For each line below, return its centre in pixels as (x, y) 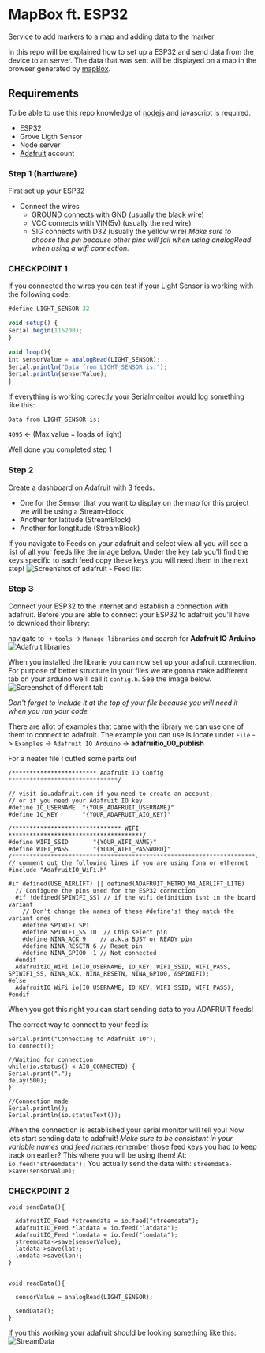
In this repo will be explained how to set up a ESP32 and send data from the (131, 51)
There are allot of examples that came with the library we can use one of (126, 726)
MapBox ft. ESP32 (68, 15)
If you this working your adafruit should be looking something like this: (122, 1333)
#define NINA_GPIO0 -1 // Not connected (90, 953)
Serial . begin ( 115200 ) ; (45, 331)
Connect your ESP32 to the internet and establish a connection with (118, 606)
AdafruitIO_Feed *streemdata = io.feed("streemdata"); (107, 1221)
